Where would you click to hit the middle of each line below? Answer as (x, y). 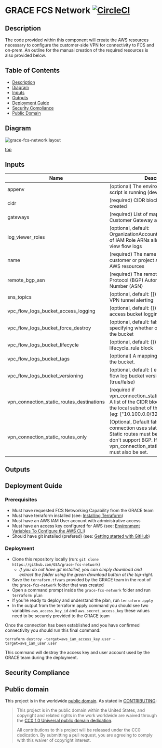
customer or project (132, 260)
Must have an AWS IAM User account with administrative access (76, 520)
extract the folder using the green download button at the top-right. (86, 575)
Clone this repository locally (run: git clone (55, 559)
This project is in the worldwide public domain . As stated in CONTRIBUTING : (81, 701)
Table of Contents (33, 70)
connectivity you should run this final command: (53, 630)
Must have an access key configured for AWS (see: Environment (76, 526)
